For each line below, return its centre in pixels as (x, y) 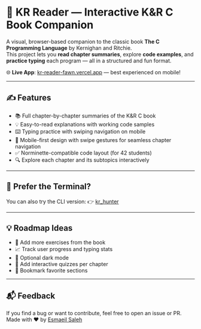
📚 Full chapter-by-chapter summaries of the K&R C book (85, 116)
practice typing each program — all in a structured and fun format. (89, 61)
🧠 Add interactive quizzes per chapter (62, 264)
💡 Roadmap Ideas (39, 228)
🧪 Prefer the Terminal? (49, 187)
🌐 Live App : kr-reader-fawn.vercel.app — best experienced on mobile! (94, 72)
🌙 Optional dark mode (42, 258)
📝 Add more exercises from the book (60, 243)
